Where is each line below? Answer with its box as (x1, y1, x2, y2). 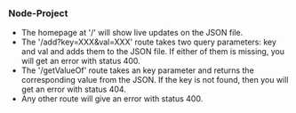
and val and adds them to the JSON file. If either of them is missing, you (20, 46, 285, 57)
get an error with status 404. (20, 84, 126, 95)
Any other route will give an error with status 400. (20, 93, 204, 104)
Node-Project (8, 7, 68, 20)
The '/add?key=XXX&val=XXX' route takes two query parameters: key (20, 36, 277, 47)
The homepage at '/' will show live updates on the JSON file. (20, 28, 244, 38)
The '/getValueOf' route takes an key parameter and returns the (20, 65, 254, 76)
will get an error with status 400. (20, 56, 141, 67)
